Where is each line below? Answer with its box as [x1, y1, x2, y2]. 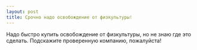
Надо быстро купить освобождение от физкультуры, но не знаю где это [6, 30, 192, 37]
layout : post [6, 8, 39, 15]
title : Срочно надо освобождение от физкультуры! [6, 14, 133, 20]
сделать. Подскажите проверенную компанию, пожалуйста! [6, 37, 162, 44]
